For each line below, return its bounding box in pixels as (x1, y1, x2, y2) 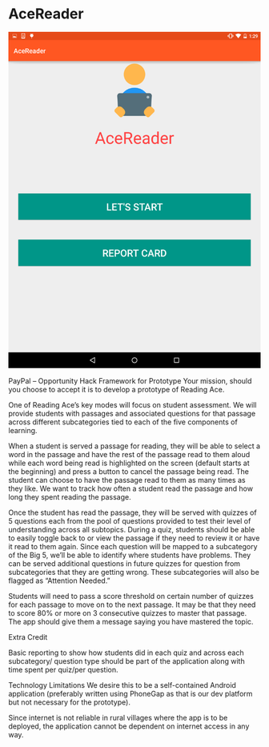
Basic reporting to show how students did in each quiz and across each (8, 648, 244, 657)
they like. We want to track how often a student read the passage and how (8, 484, 254, 493)
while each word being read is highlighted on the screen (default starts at (8, 458, 250, 468)
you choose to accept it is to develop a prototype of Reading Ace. (8, 384, 225, 394)
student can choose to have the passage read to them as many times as (8, 475, 246, 484)
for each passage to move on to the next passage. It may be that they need (8, 600, 256, 609)
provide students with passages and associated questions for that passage (8, 408, 256, 418)
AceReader (8, 5, 84, 23)
